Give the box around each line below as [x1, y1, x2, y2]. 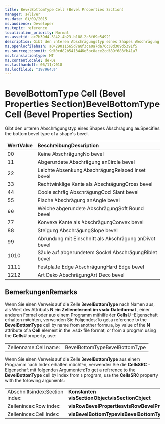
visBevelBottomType [68, 410, 118, 417]
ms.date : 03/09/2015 [5, 16, 48, 21]
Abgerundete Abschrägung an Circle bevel [37, 158, 135, 165]
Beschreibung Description [37, 142, 99, 149]
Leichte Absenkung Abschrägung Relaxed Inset [37, 166, 146, 173]
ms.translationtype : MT [5, 53, 54, 58]
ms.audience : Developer [5, 21, 54, 26]
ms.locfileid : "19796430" [5, 67, 58, 72]
